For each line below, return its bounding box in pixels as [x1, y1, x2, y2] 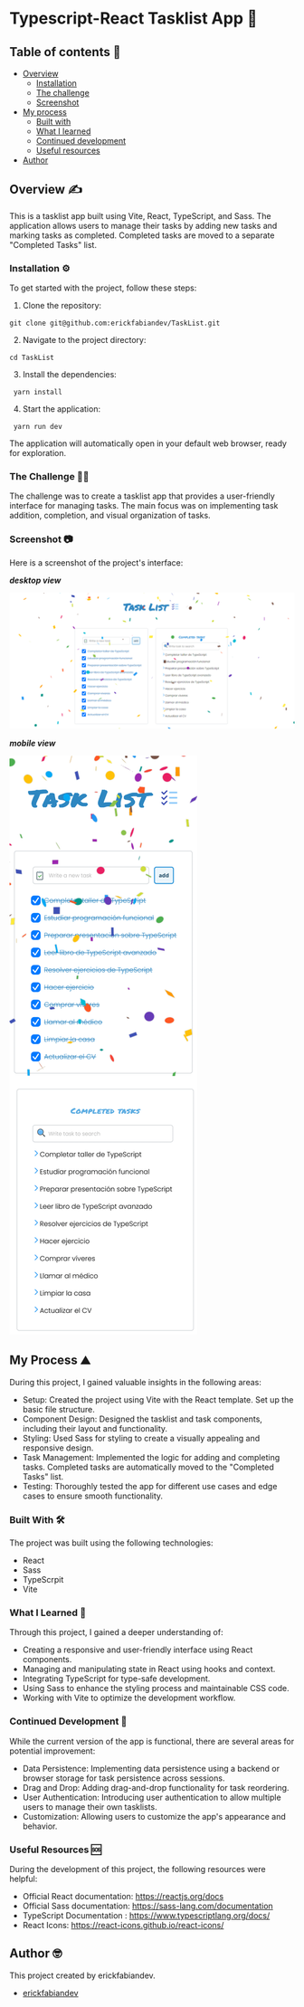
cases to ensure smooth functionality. [22, 1490, 164, 1501]
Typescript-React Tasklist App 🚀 [9, 8, 258, 29]
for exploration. [9, 448, 67, 459]
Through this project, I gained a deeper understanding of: [9, 1627, 223, 1638]
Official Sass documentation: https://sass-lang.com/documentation [22, 1900, 273, 1911]
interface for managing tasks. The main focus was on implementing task [9, 500, 279, 511]
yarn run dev [13, 423, 63, 432]
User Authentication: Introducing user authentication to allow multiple [22, 1792, 282, 1802]
